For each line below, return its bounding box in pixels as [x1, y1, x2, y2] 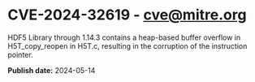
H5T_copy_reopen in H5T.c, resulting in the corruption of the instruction [7, 41, 248, 50]
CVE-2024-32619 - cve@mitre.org [7, 6, 247, 24]
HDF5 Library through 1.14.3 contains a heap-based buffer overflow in [7, 32, 241, 42]
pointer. [7, 50, 33, 59]
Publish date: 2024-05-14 [7, 65, 96, 75]
